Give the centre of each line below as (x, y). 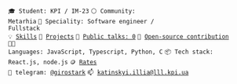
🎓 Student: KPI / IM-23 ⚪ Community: (72, 11)
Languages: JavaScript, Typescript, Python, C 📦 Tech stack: (111, 52)
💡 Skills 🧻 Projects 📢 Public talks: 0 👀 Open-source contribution (118, 37)
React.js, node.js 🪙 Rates (53, 62)
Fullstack (24, 28)
